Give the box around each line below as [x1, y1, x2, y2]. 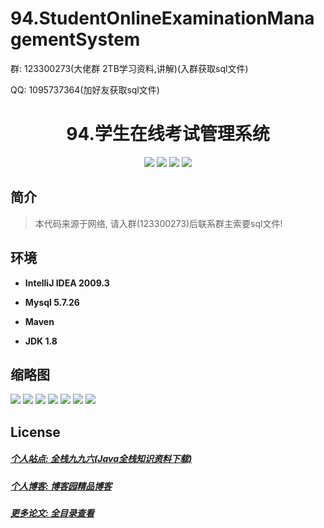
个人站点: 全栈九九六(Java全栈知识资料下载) [10, 453, 193, 465]
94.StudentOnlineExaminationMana [10, 7, 315, 30]
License [10, 423, 61, 441]
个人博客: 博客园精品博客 [10, 480, 112, 492]
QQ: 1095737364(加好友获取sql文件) [10, 83, 160, 96]
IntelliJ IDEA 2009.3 [24, 277, 110, 289]
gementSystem [10, 28, 141, 51]
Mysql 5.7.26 [24, 296, 80, 308]
